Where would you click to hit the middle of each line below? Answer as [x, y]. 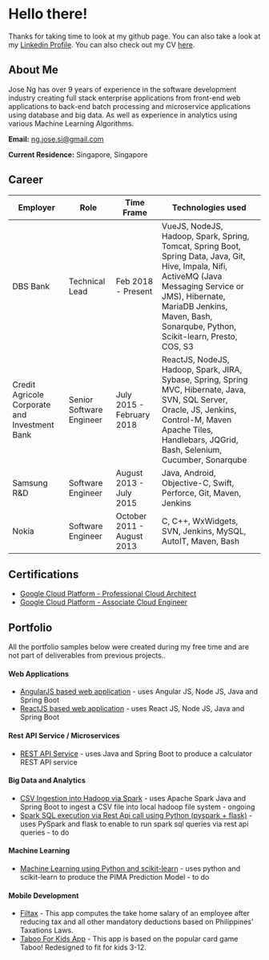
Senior [81, 400]
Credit [24, 384]
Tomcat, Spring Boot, [201, 246]
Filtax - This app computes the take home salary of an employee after [135, 913]
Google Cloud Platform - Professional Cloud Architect [108, 594]
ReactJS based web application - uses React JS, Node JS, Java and [132, 709]
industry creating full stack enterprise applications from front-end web [124, 98]
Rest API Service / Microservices [64, 735]
